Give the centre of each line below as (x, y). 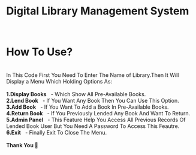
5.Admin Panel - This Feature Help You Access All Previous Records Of (96, 120)
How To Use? (40, 52)
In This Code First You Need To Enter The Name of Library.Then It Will (93, 75)
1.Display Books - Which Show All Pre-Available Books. (76, 94)
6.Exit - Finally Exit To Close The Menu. (57, 132)
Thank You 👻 (22, 145)
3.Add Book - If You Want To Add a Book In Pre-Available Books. (88, 107)
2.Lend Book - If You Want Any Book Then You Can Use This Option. (93, 100)
